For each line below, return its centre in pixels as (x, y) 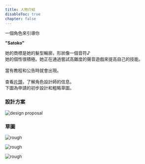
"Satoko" (15, 43)
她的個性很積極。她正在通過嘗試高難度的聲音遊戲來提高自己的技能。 (74, 59)
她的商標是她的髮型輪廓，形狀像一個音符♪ (48, 53)
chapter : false (21, 19)
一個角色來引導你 (22, 33)
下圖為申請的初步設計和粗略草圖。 (40, 88)
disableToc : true (23, 14)
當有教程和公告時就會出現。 (33, 70)
